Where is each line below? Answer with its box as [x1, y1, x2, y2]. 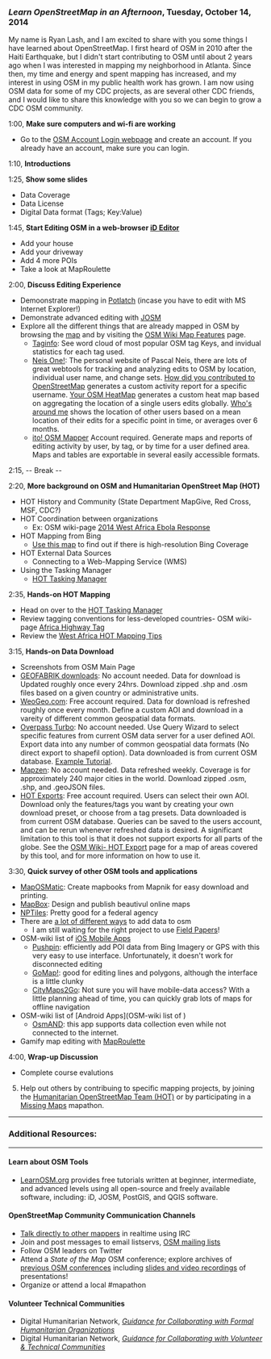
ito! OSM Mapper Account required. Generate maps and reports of [31, 433, 252, 442]
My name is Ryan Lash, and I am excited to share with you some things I [8, 35, 248, 44]
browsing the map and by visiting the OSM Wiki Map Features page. [19, 330, 246, 340]
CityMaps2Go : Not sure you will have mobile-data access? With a [31, 985, 250, 995]
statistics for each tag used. [31, 347, 125, 357]
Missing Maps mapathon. [19, 1101, 105, 1110]
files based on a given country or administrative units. [19, 688, 199, 698]
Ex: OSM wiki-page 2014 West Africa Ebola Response [31, 523, 211, 533]
